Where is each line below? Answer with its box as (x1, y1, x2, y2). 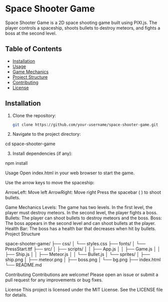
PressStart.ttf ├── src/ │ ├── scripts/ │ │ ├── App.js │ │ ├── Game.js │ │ (5, 246, 161, 252)
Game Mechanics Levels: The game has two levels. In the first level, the (5, 204, 152, 210)
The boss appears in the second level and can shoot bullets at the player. (5, 220, 156, 226)
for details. (5, 292, 27, 298)
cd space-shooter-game (5, 141, 56, 147)
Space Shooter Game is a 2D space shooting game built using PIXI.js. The (5, 20, 157, 26)
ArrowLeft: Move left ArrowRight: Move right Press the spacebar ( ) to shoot (5, 189, 161, 195)
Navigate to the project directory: (12, 131, 81, 137)
